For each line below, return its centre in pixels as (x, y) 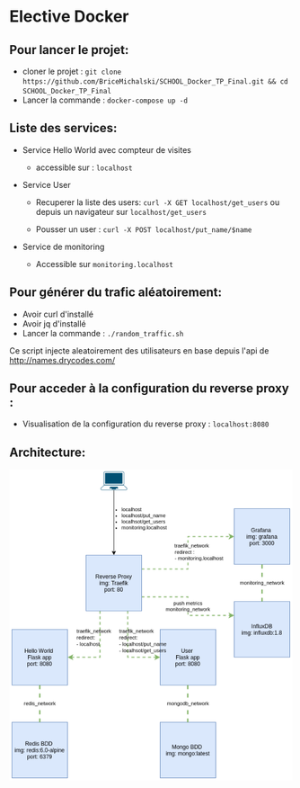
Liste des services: (63, 128)
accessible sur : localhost (84, 167)
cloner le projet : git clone (72, 71)
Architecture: (48, 452)
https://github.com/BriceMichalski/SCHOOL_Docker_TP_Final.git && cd (155, 82)
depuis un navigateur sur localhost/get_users (121, 211)
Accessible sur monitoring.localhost (104, 264)
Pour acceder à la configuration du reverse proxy (149, 389)
